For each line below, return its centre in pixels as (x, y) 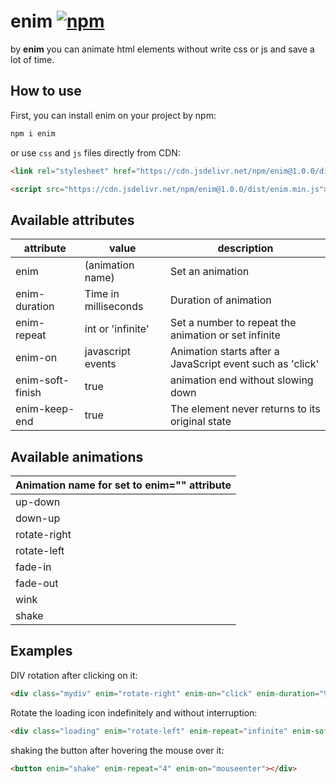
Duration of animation (220, 300)
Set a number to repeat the (233, 323)
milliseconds (114, 307)
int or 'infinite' (117, 329)
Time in (102, 294)
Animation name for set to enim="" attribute (123, 485)
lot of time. (32, 59)
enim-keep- (45, 409)
